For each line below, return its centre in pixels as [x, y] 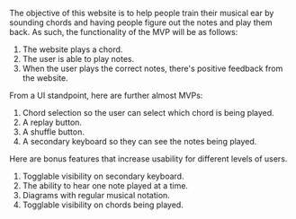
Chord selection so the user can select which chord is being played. [148, 113]
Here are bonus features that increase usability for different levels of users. [148, 159]
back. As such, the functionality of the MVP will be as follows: [124, 32]
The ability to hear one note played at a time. [105, 186]
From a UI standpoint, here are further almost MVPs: [106, 95]
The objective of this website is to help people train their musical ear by [142, 13]
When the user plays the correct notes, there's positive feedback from [152, 68]
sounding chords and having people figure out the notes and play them [141, 22]
